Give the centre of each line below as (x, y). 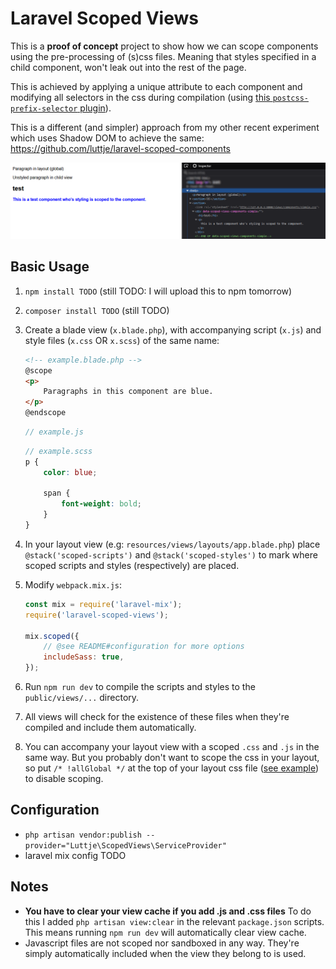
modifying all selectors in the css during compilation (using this (140, 97)
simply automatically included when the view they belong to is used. (165, 953)
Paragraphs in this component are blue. (128, 392)
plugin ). (95, 108)
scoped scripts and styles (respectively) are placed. (132, 565)
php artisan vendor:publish (83, 835)
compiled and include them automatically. (110, 728)
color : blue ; (70, 472)
